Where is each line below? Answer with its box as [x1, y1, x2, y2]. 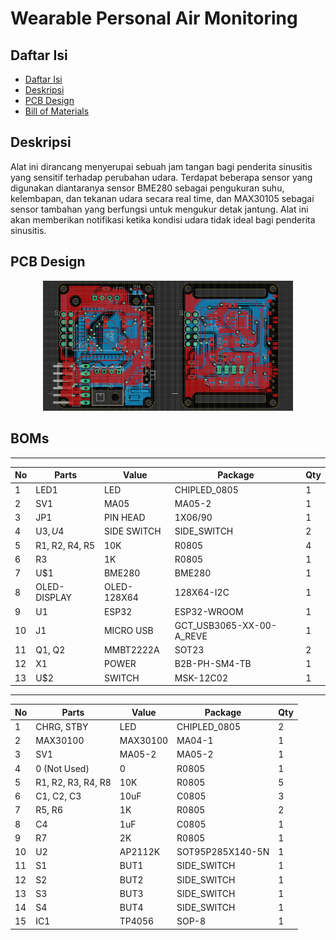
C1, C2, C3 [35, 790, 82, 802]
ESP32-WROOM [174, 605, 244, 617]
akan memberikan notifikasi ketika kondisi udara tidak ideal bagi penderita [10, 213, 316, 226]
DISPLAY [35, 592, 73, 604]
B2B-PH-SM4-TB [174, 658, 252, 670]
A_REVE [174, 630, 208, 642]
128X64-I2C [174, 586, 230, 598]
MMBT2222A [103, 644, 160, 656]
